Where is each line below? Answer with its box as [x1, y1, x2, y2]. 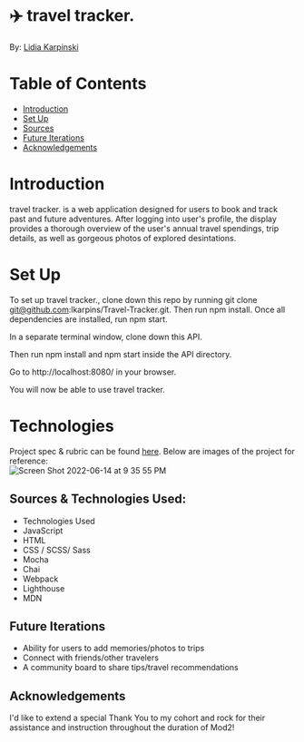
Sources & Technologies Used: [9, 492, 187, 507]
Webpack [22, 573, 59, 584]
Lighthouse [22, 582, 65, 593]
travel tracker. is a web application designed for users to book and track [9, 203, 279, 214]
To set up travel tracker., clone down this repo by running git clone [9, 294, 258, 305]
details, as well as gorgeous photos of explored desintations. [9, 232, 237, 243]
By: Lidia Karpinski [9, 41, 79, 53]
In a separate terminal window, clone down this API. [9, 331, 202, 342]
